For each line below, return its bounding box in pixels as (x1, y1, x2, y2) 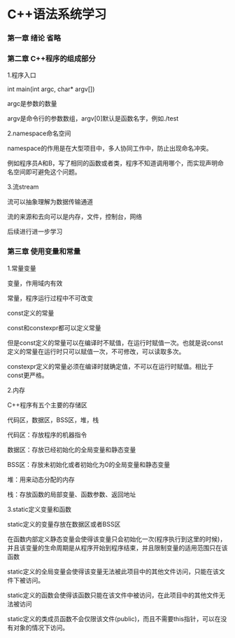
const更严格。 (7, 371, 48, 379)
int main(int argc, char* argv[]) (7, 85, 95, 93)
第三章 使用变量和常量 (7, 247, 81, 257)
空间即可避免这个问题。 (13, 168, 81, 176)
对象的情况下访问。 (13, 623, 69, 632)
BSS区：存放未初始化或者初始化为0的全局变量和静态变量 (7, 460, 170, 468)
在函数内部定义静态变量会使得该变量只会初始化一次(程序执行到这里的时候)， (7, 534, 227, 543)
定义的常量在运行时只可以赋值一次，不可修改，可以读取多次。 (7, 347, 185, 355)
